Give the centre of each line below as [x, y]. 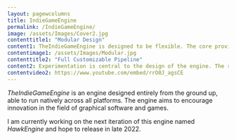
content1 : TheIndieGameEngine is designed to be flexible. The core [110, 46]
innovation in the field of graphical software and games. [88, 108]
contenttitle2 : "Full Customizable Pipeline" [75, 60]
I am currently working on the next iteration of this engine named [101, 121]
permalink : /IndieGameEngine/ [52, 27]
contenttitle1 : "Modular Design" [56, 40]
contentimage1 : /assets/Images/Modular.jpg [72, 53]
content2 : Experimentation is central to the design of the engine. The [116, 66]
